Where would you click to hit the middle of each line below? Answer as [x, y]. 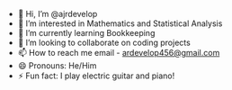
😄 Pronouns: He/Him [57, 66]
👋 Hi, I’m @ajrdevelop [58, 14]
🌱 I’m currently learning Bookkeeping [86, 33]
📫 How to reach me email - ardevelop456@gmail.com [119, 53]
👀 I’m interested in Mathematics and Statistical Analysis [120, 23]
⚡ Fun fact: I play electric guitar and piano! [96, 76]
